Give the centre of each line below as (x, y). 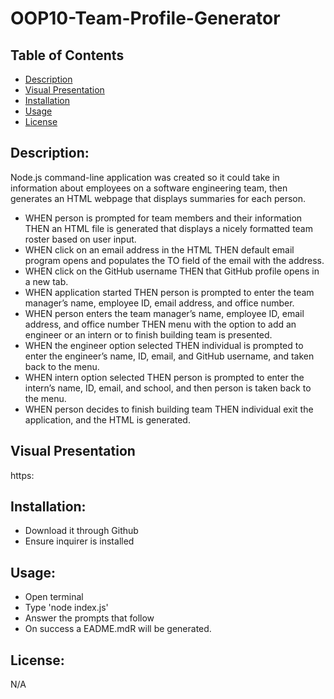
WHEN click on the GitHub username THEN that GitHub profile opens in (172, 271)
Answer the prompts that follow (89, 618)
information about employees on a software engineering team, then (149, 188)
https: (22, 475)
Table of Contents (67, 55)
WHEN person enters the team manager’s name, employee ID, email (164, 313)
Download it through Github (81, 531)
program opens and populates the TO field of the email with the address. (174, 260)
